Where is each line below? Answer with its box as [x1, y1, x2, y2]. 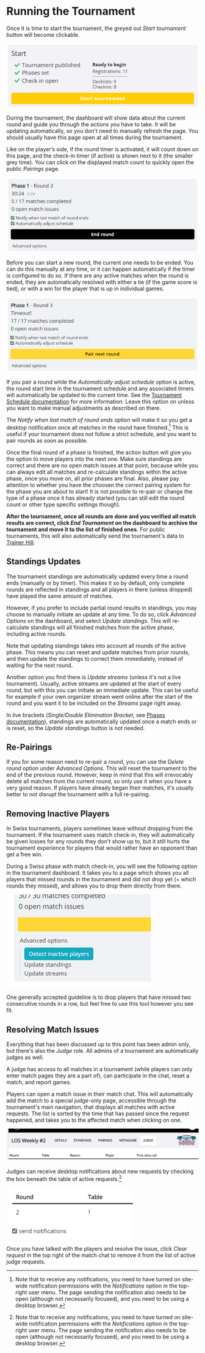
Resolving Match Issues [6, 1024, 99, 1035]
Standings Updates [6, 556, 81, 567]
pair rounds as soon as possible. [6, 437, 88, 444]
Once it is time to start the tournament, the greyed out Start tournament [6, 24, 186, 32]
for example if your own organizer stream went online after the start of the [6, 693, 193, 700]
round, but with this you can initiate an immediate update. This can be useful [6, 686, 198, 693]
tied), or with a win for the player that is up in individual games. [6, 285, 165, 292]
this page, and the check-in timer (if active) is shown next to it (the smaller [6, 152, 193, 159]
